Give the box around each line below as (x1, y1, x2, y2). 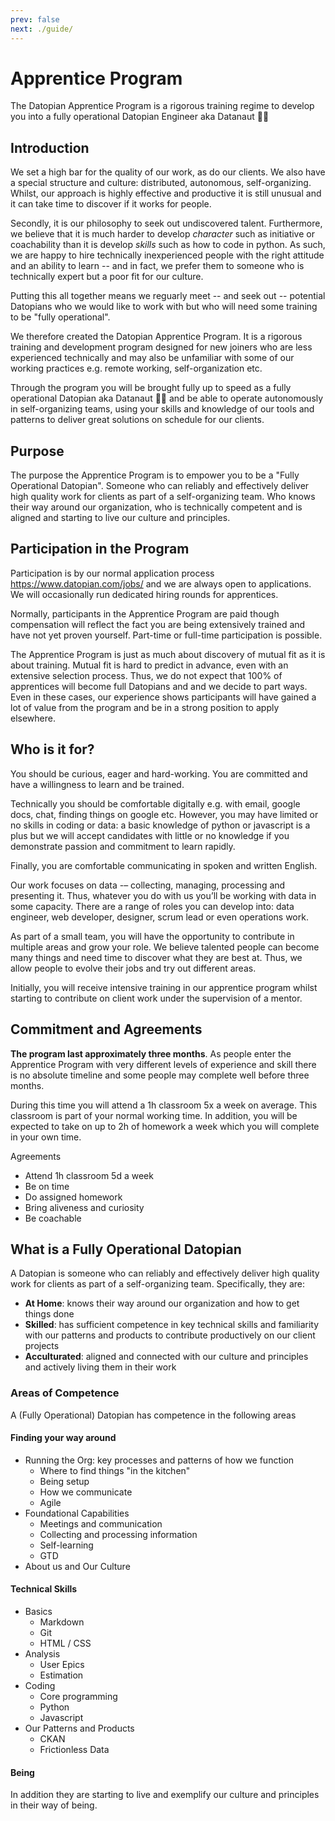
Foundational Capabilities (24, 1507, 130, 1519)
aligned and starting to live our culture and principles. (10, 512, 231, 524)
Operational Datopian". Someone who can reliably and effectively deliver (10, 480, 310, 492)
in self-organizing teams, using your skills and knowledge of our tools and (10, 403, 315, 415)
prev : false (10, 14, 60, 25)
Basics (24, 1606, 53, 1618)
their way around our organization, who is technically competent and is (10, 501, 303, 513)
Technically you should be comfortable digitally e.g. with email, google (10, 797, 301, 810)
